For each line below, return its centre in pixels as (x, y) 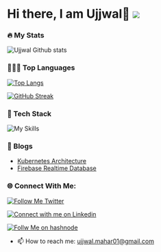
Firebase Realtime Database (57, 168)
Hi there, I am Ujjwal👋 (69, 14)
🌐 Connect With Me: (42, 186)
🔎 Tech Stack (29, 113)
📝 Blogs (20, 146)
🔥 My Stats (26, 36)
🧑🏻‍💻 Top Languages (41, 68)
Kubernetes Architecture (52, 161)
